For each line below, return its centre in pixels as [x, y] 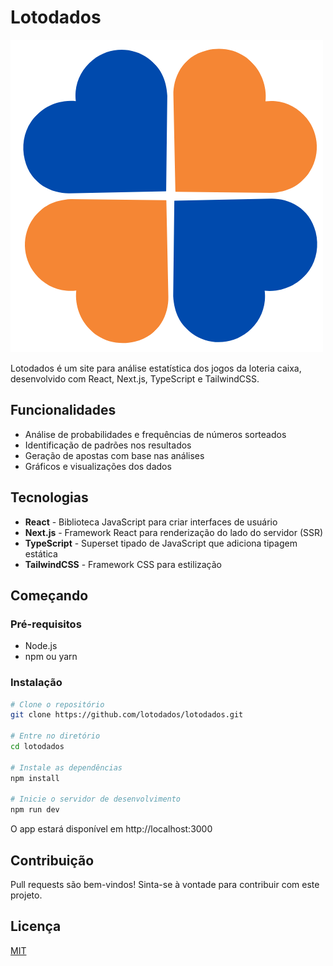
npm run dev [35, 810]
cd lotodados [37, 747]
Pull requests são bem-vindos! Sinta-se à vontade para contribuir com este [165, 884]
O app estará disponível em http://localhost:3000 [111, 829]
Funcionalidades [63, 410]
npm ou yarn [51, 657]
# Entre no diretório [55, 736]
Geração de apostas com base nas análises [114, 455]
